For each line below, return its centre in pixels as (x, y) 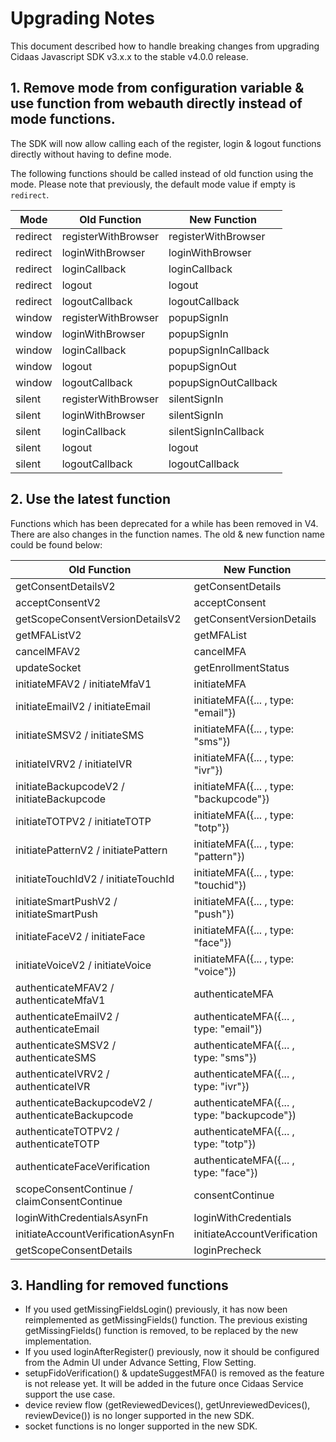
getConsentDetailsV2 (65, 586)
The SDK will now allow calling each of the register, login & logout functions (166, 143)
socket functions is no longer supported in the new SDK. (141, 1426)
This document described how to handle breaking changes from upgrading (165, 46)
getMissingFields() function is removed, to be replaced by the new (161, 1331)
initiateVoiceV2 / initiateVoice (83, 965)
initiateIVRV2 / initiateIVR (74, 764)
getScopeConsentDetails (74, 1250)
